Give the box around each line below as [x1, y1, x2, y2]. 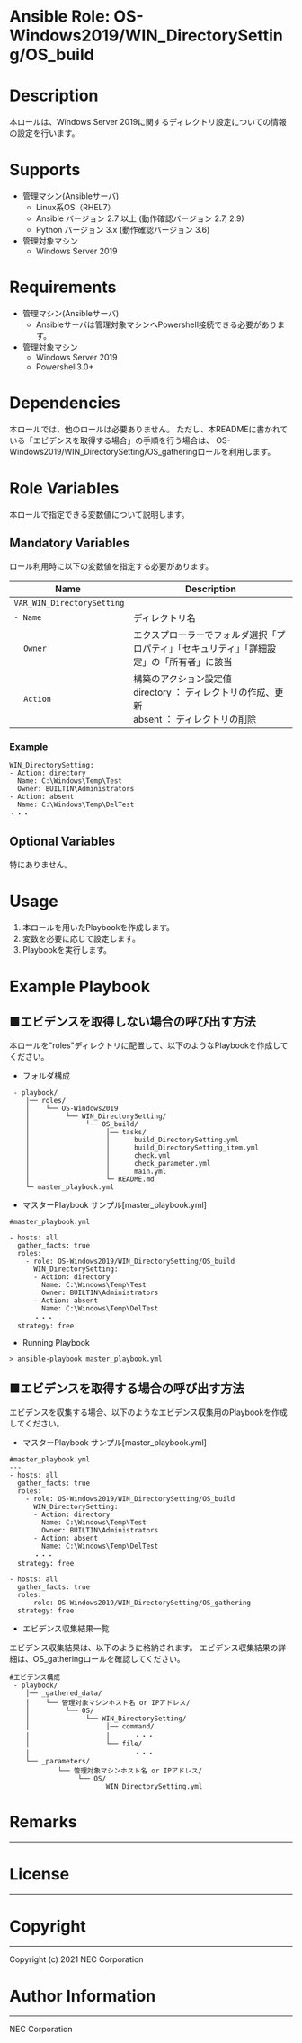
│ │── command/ [25, 1721, 155, 1731]
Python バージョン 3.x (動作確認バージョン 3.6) [35, 225, 210, 235]
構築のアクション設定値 [133, 672, 232, 685]
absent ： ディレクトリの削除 [133, 713, 257, 725]
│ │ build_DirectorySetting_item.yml [25, 1143, 259, 1152]
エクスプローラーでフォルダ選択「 [133, 628, 277, 641]
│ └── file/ [25, 1739, 143, 1748]
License [9, 1863, 70, 1884]
